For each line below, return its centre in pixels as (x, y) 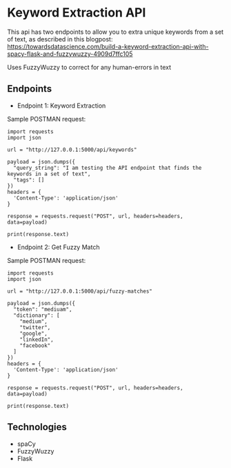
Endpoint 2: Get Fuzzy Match (58, 247)
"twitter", (35, 327)
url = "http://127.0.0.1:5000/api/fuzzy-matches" (80, 291)
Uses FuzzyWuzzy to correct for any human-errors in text (89, 67)
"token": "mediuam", (43, 309)
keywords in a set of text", (49, 174)
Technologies (37, 427)
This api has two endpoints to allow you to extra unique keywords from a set (115, 32)
